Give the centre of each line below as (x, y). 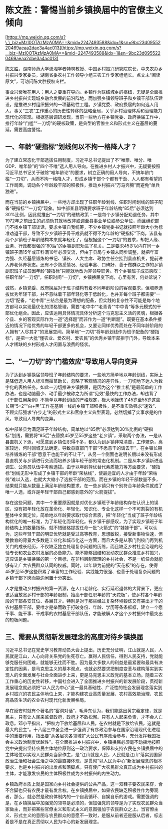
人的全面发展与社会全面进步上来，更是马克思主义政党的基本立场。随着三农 (86, 675)
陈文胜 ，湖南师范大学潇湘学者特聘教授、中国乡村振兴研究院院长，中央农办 (82, 69)
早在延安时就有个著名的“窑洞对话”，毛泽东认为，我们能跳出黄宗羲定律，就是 (84, 711)
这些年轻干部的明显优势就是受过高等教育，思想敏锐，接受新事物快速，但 (88, 534)
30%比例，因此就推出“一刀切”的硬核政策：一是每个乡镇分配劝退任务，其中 (82, 214)
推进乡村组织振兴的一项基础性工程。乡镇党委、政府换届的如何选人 (86, 104)
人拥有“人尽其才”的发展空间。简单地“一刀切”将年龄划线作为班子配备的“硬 (80, 331)
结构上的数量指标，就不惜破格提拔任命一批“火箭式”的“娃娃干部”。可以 (81, 528)
